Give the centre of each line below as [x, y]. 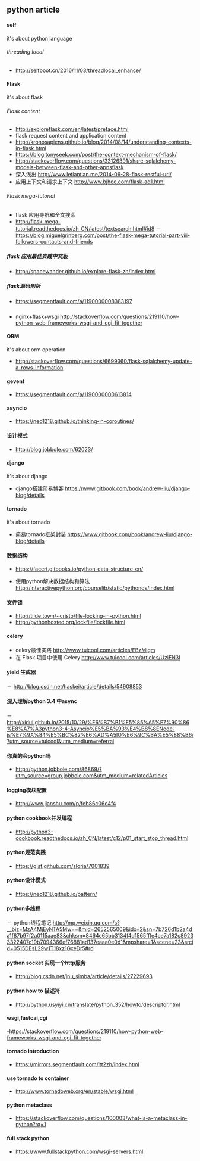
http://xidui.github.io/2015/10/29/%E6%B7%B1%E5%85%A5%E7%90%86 [98, 722]
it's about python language [39, 38]
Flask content [23, 111]
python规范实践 [26, 852]
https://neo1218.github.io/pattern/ [56, 894]
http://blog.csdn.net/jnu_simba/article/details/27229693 [84, 976]
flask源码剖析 [24, 286]
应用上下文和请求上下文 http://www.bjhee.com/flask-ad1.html [90, 182]
